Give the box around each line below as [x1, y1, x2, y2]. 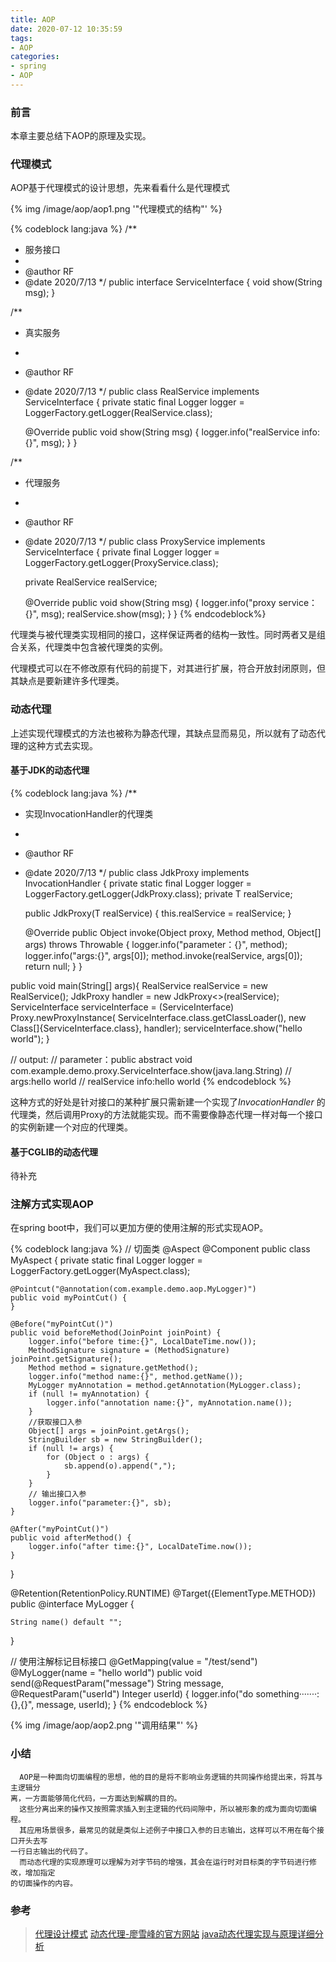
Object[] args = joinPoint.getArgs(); [28, 1426, 190, 1436]
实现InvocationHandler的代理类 [24, 807, 154, 820]
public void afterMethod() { [10, 1533, 132, 1543]
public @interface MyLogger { [10, 1598, 135, 1610]
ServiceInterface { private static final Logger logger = [24, 396, 245, 408]
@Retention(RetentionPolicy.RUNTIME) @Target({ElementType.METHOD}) [10, 1587, 317, 1600]
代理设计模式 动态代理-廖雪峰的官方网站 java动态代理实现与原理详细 [34, 1928, 315, 1940]
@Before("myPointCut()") [10, 1319, 114, 1330]
